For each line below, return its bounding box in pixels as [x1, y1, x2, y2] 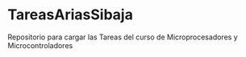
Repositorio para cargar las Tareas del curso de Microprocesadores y [7, 32, 239, 42]
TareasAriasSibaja [7, 6, 134, 24]
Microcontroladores [7, 40, 73, 50]
